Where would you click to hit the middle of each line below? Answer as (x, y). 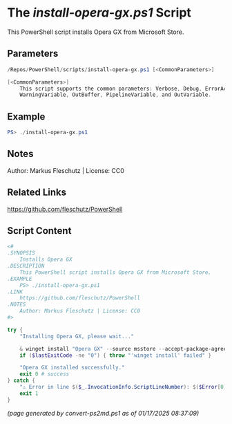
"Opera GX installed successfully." (72, 368)
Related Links (37, 193)
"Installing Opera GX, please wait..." (77, 336)
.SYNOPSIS (21, 253)
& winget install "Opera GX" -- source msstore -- (93, 349)
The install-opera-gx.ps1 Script (99, 13)
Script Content (39, 231)
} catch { (21, 381)
